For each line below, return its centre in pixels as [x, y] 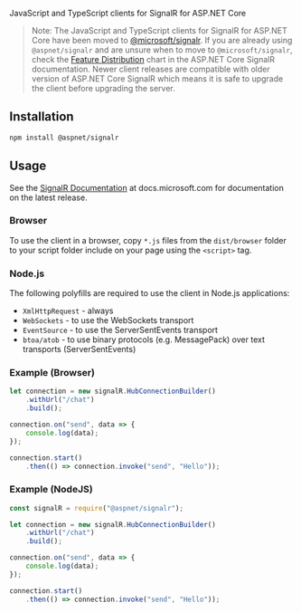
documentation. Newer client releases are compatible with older [150, 69]
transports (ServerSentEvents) [79, 349]
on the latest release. [48, 197]
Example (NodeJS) [51, 490]
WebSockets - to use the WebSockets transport [108, 320]
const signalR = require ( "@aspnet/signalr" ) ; [96, 508]
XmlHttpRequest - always [68, 311]
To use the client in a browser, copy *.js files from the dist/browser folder [148, 240]
